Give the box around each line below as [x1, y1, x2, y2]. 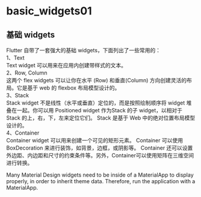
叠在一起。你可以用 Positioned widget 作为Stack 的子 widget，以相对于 [6, 107, 182, 114]
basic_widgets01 [6, 4, 92, 18]
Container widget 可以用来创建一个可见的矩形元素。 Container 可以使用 [6, 137, 184, 144]
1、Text [6, 54, 25, 61]
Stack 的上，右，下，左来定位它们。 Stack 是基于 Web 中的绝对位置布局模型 [6, 114, 196, 121]
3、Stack [6, 92, 29, 98]
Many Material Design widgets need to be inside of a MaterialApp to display [6, 171, 194, 178]
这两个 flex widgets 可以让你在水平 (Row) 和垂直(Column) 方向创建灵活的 [6, 77, 187, 83]
